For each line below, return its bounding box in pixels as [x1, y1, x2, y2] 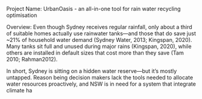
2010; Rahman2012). [6, 56, 58, 63]
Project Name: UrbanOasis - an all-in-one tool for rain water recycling [6, 5, 181, 12]
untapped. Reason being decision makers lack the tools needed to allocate [6, 74, 193, 81]
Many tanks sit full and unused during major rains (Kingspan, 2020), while [6, 43, 192, 50]
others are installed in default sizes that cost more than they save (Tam [6, 49, 184, 56]
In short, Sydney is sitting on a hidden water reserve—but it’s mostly [6, 67, 177, 75]
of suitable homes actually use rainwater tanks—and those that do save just [6, 30, 197, 37]
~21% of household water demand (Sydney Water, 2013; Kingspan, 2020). [6, 36, 193, 43]
